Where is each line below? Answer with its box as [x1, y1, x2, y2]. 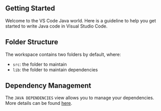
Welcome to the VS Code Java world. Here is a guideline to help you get [5, 17, 156, 23]
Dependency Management [5, 81, 91, 90]
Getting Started [5, 4, 55, 13]
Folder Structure [5, 38, 58, 46]
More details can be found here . [5, 100, 73, 106]
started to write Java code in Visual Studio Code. [5, 23, 108, 29]
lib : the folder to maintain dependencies [12, 66, 98, 73]
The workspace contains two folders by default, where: [5, 51, 121, 58]
